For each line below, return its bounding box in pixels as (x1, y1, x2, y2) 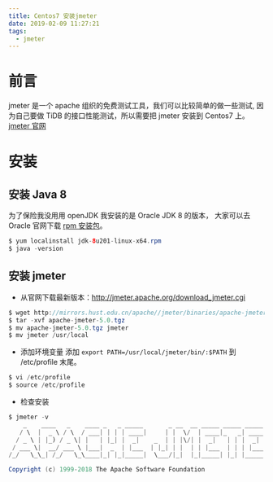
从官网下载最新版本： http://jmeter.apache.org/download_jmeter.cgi (19, 292, 246, 302)
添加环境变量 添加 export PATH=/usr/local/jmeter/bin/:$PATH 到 (19, 347, 236, 357)
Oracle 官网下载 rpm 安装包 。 (8, 221, 107, 230)
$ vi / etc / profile (8, 374, 71, 382)
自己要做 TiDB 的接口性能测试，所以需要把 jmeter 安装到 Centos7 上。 (15, 111, 249, 120)
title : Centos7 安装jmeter (8, 11, 97, 20)
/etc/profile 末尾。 (19, 357, 81, 367)
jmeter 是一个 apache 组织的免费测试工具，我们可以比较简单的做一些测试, (8, 101, 255, 111)
